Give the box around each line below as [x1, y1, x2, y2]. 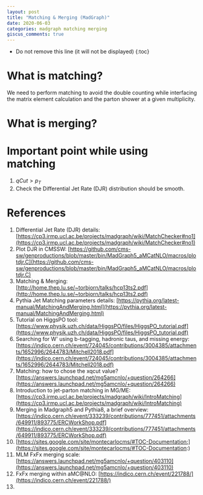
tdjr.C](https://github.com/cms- [15, 258, 94, 265]
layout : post [7, 8, 40, 15]
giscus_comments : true [7, 31, 64, 37]
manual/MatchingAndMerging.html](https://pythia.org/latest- [15, 303, 167, 310]
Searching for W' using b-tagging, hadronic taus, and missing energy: [15, 335, 190, 342]
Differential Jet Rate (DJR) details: [15, 226, 100, 233]
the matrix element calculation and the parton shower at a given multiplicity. [7, 95, 196, 103]
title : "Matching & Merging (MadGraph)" [7, 15, 111, 21]
